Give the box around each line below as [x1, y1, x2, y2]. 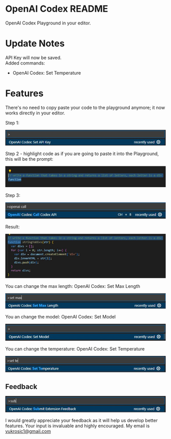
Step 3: [5, 192, 20, 198]
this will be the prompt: [5, 156, 53, 162]
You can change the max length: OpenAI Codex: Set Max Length [5, 283, 140, 289]
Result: [5, 224, 20, 230]
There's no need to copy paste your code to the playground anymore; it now [5, 104, 165, 110]
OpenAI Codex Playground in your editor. [5, 20, 91, 26]
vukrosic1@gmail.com [5, 428, 51, 434]
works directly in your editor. [5, 110, 65, 116]
